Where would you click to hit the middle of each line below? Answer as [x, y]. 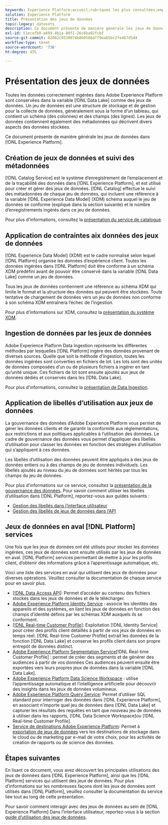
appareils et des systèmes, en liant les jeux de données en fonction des [86, 609]
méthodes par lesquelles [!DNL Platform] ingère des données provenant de [82, 351]
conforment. [25, 620]
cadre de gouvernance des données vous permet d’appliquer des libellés [80, 439]
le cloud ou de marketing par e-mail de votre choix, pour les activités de [86, 737]
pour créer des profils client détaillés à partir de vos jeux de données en [86, 630]
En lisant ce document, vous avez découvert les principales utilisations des [82, 770]
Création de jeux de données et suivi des [70, 158]
